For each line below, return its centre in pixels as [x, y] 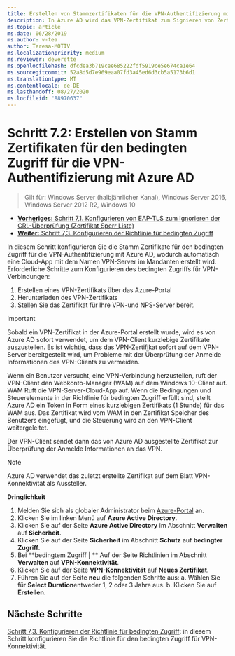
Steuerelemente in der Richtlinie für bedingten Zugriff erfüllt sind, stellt [109, 397]
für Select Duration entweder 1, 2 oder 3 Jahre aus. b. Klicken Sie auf [117, 585]
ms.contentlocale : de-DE [43, 86]
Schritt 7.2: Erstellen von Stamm [102, 133]
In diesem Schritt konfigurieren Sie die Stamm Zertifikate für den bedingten [115, 247]
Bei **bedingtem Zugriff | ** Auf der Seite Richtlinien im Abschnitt [112, 555]
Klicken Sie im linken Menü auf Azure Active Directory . [97, 518]
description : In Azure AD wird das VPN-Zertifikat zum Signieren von [111, 20]
